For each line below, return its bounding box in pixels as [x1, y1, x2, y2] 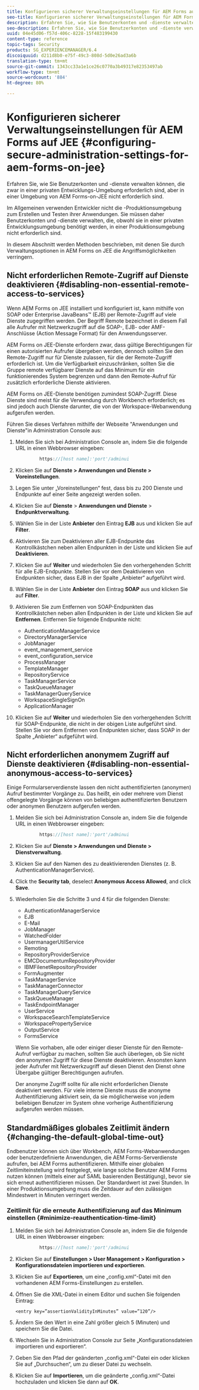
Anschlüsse [6, 329, 35, 337]
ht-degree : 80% [6, 80, 44, 86]
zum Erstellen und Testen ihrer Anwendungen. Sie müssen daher [6, 210, 165, 217]
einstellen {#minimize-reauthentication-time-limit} [6, 1214, 156, 1222]
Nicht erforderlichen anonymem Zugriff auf [6, 750, 170, 760]
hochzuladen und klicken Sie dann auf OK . [15, 1378, 119, 1385]
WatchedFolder [24, 932, 61, 939]
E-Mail [24, 919, 40, 927]
